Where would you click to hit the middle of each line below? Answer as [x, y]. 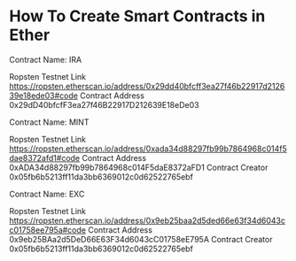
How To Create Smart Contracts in [137, 16]
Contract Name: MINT [49, 122]
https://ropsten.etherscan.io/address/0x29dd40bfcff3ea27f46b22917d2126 [147, 86]
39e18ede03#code [43, 96]
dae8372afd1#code [45, 157]
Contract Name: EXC [47, 194]
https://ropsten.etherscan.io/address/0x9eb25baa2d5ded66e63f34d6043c [148, 220]
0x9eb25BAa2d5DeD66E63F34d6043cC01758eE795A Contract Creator [141, 239]
